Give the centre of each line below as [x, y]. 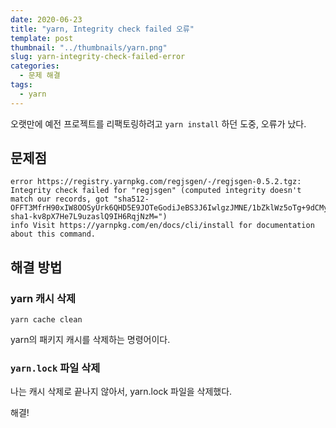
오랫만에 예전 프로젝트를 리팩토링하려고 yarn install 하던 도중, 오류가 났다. [158, 123]
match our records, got [60, 199]
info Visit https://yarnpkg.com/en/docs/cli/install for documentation [162, 226]
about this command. [53, 234]
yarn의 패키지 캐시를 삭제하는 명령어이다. [90, 340]
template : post [42, 38]
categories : [35, 66]
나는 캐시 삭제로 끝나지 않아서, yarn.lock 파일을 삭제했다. [121, 392]
